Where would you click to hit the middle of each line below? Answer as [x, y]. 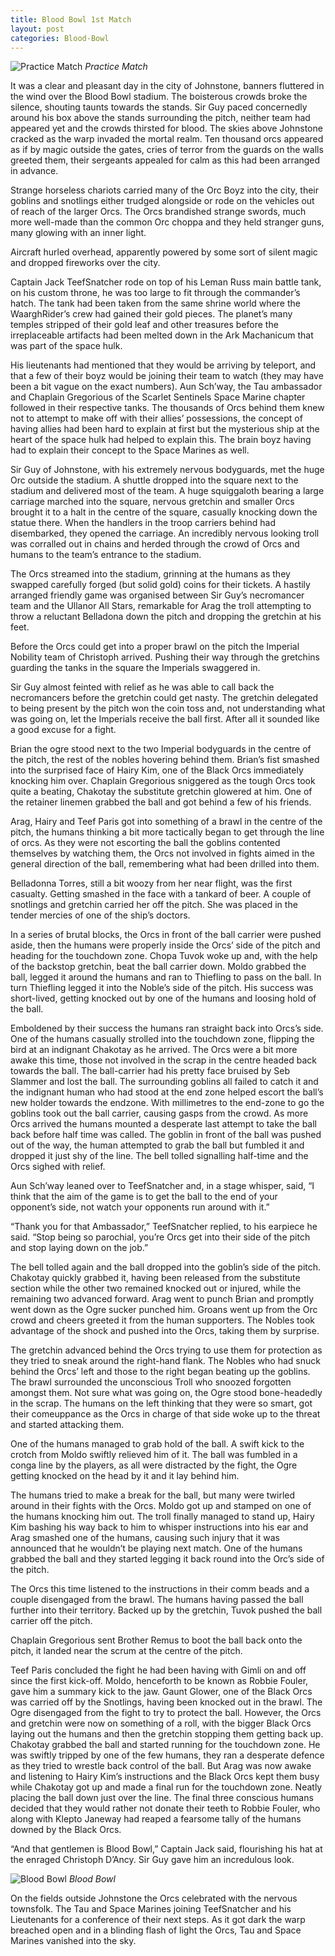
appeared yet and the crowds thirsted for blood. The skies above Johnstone [166, 128]
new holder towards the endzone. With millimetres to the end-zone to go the [167, 1103]
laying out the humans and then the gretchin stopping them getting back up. [167, 1734]
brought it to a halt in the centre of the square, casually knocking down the [164, 512]
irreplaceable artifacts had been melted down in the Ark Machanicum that [162, 335]
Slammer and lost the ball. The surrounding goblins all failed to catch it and [164, 1082]
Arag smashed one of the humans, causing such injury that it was [145, 1538]
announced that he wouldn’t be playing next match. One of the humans [156, 1548]
